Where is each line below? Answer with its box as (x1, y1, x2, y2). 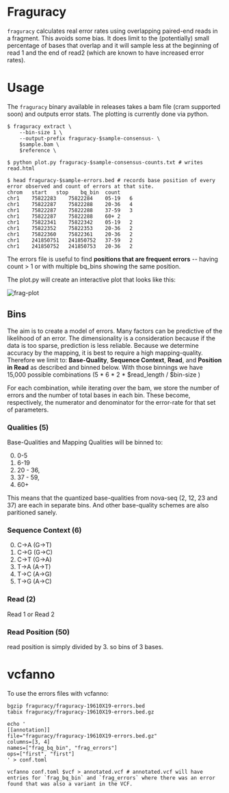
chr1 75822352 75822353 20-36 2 (7, 225, 133, 231)
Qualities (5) (7, 423, 49, 432)
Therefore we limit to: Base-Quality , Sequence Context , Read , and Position (7, 355, 222, 364)
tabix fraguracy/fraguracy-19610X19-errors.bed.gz (7, 708, 154, 716)
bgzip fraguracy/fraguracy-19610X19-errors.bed (7, 703, 146, 709)
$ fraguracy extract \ (7, 123, 72, 130)
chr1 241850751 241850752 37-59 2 (7, 237, 133, 244)
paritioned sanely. (7, 508, 58, 516)
